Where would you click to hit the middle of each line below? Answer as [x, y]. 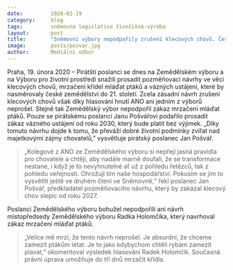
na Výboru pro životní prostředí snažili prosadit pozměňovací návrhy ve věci [115, 79]
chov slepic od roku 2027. [61, 195]
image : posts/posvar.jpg [54, 46]
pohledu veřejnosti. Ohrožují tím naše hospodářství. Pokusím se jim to [124, 173]
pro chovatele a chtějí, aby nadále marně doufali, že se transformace [122, 159]
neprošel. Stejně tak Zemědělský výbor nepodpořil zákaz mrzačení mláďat [113, 109]
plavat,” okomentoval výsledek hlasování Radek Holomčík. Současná [122, 252]
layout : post [35, 33]
